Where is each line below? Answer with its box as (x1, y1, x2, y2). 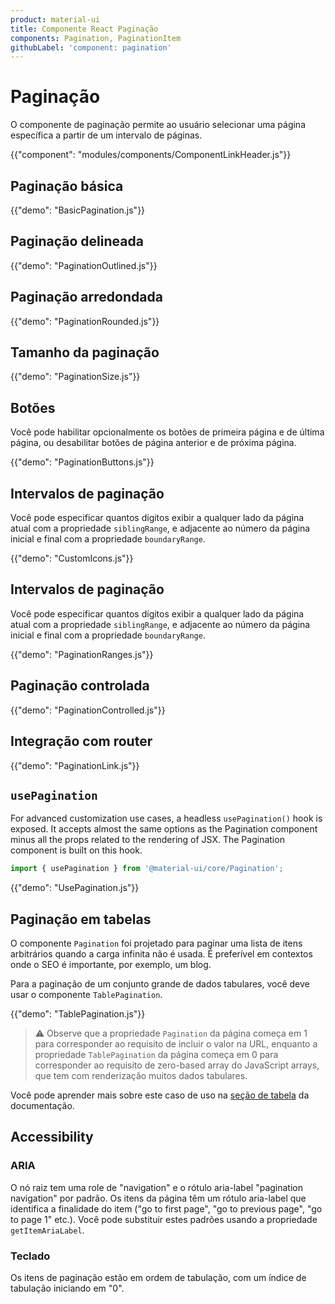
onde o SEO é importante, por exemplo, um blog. (10, 959, 212, 970)
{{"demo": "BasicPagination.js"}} (10, 204, 146, 216)
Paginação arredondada (10, 289, 163, 306)
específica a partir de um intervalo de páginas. (10, 129, 203, 141)
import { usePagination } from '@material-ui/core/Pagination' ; (10, 864, 284, 874)
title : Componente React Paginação (10, 24, 159, 34)
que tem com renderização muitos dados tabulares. (34, 1070, 248, 1081)
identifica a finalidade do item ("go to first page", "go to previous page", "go (10, 1202, 323, 1215)
